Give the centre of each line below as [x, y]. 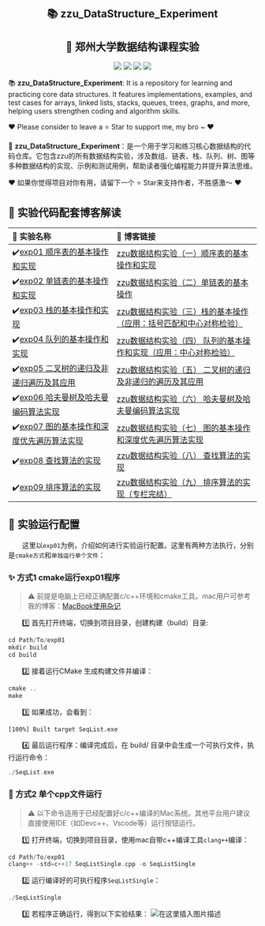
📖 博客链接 [136, 237]
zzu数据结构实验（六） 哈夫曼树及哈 [183, 399]
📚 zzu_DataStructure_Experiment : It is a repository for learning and [120, 83]
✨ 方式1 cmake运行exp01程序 [64, 577]
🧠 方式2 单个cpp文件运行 [55, 794]
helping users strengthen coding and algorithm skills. [94, 111]
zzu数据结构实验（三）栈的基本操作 [182, 311]
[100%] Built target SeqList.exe [63, 729]
